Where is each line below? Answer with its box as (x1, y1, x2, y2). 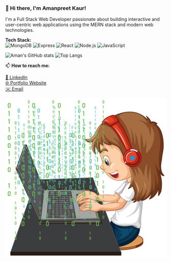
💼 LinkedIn (5, 74, 28, 81)
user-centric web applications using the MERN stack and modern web (5, 21, 154, 28)
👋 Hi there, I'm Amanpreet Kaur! (5, 5, 86, 12)
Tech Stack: (5, 37, 32, 43)
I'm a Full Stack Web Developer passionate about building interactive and (5, 16, 160, 23)
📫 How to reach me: (5, 62, 50, 69)
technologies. (5, 27, 34, 33)
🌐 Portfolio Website (5, 80, 47, 86)
